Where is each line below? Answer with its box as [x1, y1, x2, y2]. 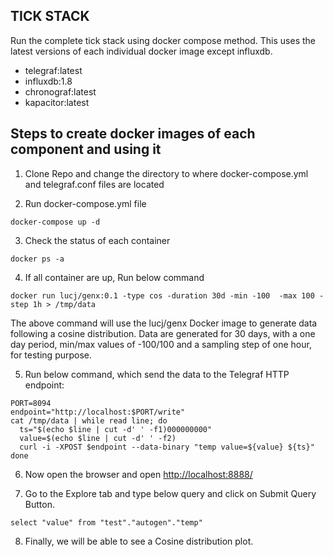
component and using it [10, 141, 162, 158]
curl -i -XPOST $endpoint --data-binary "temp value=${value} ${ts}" [19, 442, 315, 452]
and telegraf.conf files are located [24, 178, 165, 190]
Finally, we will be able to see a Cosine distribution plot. [24, 535, 254, 547]
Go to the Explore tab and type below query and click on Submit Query [24, 487, 317, 499]
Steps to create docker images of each [10, 125, 256, 143]
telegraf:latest [24, 64, 83, 76]
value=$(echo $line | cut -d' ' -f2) [19, 433, 177, 443]
